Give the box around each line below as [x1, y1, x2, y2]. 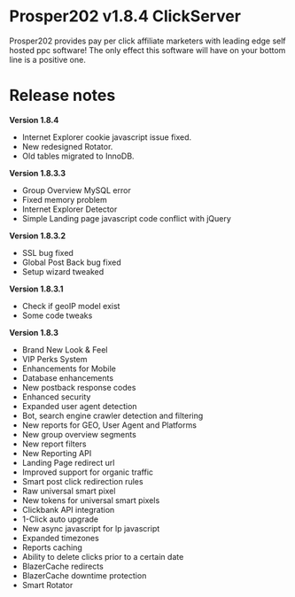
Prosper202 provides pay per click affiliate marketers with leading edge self [9, 35, 286, 46]
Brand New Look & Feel [21, 344, 108, 355]
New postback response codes [21, 382, 136, 392]
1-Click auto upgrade [21, 514, 99, 524]
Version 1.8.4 [9, 114, 59, 125]
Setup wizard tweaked [21, 266, 105, 276]
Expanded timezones [21, 532, 99, 543]
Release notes [9, 86, 116, 105]
